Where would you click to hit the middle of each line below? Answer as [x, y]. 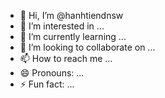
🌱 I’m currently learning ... [73, 36]
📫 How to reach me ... [66, 58]
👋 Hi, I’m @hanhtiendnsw [71, 15]
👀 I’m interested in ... [62, 26]
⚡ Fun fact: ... [47, 84]
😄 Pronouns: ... [52, 73]
